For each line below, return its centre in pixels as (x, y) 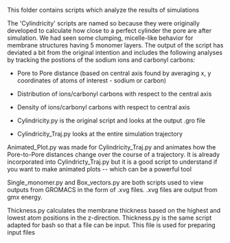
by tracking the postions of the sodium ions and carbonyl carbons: (101, 60)
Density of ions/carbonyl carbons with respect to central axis (103, 107)
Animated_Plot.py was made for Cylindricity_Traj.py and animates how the (112, 147)
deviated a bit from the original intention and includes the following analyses (115, 52)
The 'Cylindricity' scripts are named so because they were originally (104, 23)
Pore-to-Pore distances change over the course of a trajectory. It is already (114, 155)
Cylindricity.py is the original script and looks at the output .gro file (111, 120)
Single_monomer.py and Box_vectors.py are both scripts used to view (105, 182)
